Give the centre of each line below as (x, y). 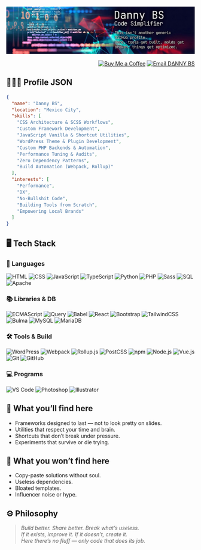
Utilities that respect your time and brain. (65, 429)
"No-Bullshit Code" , (42, 198)
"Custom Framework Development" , (59, 129)
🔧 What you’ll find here (50, 408)
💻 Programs (25, 374)
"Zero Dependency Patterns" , (53, 160)
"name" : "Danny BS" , (37, 103)
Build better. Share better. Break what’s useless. (80, 528)
